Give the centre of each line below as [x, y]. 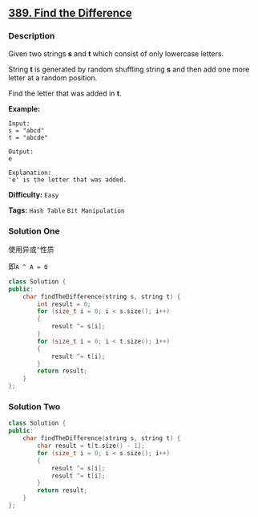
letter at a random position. [53, 77]
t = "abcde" [28, 137]
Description [32, 36]
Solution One [34, 230]
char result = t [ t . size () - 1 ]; [91, 446]
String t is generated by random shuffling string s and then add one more [129, 69]
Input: [19, 124]
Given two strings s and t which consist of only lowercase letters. [116, 53]
